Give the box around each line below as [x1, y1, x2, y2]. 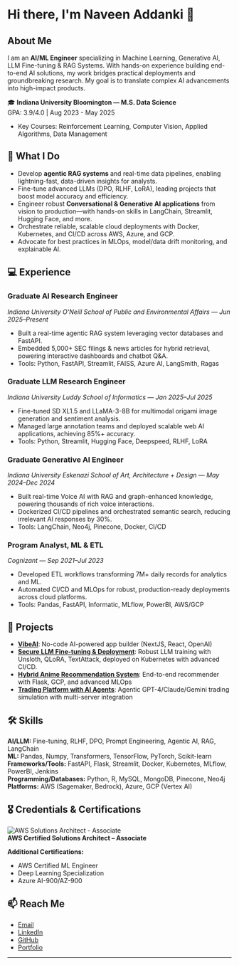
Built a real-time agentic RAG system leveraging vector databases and [17, 329, 223, 337]
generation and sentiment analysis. [17, 414, 121, 423]
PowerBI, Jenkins [7, 767, 58, 776]
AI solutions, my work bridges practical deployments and [28, 69, 196, 77]
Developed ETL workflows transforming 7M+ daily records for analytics [17, 570, 228, 579]
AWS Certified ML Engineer [17, 861, 98, 870]
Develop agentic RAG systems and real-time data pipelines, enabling [17, 169, 221, 177]
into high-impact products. [7, 84, 85, 92]
